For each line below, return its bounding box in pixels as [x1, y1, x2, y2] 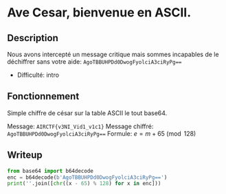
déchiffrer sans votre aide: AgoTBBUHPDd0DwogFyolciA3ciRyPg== [7, 58, 182, 66]
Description [7, 32, 58, 44]
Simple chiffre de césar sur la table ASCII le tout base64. [7, 108, 168, 117]
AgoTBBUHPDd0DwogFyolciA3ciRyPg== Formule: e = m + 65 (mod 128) [7, 129, 196, 138]
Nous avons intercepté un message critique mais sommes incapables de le [7, 50, 219, 58]
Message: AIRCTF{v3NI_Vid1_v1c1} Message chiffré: [7, 122, 154, 130]
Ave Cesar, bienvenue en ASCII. [7, 5, 192, 21]
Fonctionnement [7, 90, 80, 102]
